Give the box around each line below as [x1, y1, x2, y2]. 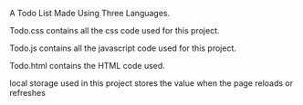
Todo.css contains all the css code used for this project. [9, 25, 220, 35]
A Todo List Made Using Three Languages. [9, 8, 171, 18]
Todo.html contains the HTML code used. [9, 61, 166, 71]
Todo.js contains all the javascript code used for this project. [9, 43, 237, 53]
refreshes [9, 88, 46, 98]
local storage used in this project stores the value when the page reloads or [9, 78, 294, 89]
